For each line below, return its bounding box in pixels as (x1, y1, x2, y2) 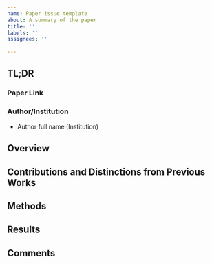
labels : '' (7, 29, 39, 37)
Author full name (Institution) (17, 122, 98, 131)
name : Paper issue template (7, 10, 88, 17)
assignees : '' (7, 36, 48, 43)
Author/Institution (7, 106, 69, 116)
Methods (7, 200, 47, 211)
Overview (7, 142, 50, 154)
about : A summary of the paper (7, 17, 97, 23)
